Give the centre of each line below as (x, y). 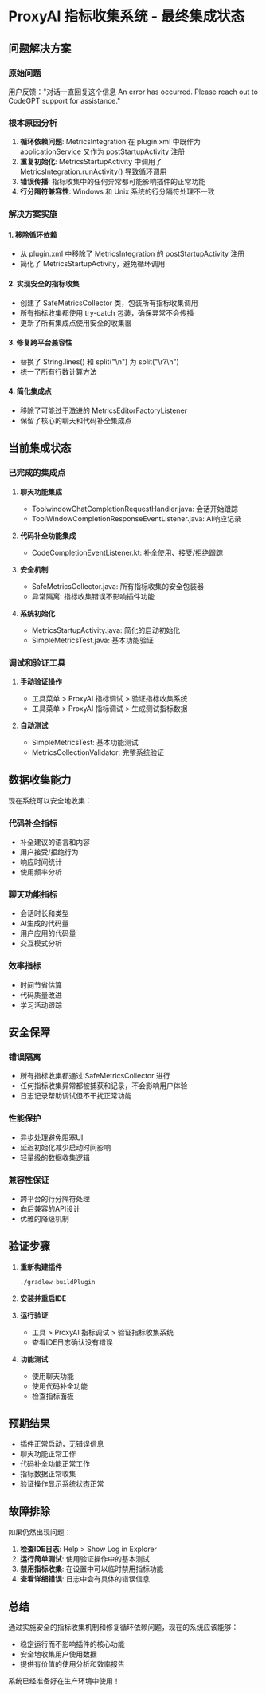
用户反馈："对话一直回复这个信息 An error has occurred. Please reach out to (133, 92)
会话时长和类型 (44, 913)
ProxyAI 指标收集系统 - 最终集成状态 (127, 16)
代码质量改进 (41, 995)
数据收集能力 (40, 780)
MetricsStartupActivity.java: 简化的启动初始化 (106, 630)
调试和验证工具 (37, 662)
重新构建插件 (41, 1267)
